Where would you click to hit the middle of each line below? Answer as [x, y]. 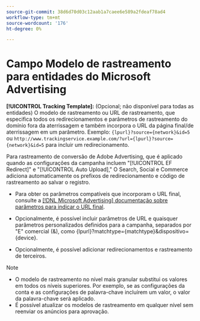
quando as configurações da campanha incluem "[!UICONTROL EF [89, 163]
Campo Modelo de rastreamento [89, 64]
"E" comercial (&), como [45, 232]
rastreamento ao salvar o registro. [48, 183]
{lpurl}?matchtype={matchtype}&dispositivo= [133, 232]
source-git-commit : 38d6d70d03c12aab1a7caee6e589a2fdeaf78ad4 [86, 12]
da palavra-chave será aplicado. [55, 299]
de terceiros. [31, 256]
